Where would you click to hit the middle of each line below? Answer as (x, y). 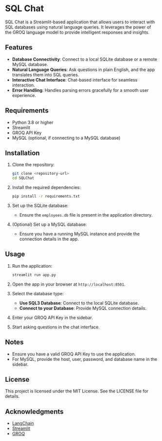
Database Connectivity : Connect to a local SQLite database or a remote (84, 59)
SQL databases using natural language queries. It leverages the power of (78, 27)
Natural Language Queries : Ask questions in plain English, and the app (83, 69)
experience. (24, 95)
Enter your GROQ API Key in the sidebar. (53, 317)
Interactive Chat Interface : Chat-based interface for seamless (75, 80)
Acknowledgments (35, 412)
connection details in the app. (49, 239)
